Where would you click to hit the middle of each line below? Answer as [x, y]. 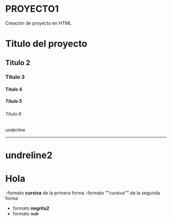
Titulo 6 [13, 114]
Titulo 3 [15, 77]
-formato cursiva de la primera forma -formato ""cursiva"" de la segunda [83, 193]
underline [15, 130]
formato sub [26, 213]
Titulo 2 [18, 63]
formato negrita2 [31, 208]
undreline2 [29, 155]
